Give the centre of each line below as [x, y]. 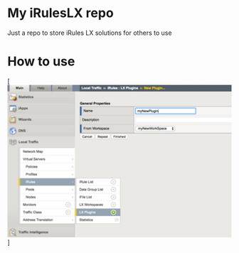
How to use [41, 61]
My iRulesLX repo [60, 13]
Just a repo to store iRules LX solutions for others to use [90, 33]
